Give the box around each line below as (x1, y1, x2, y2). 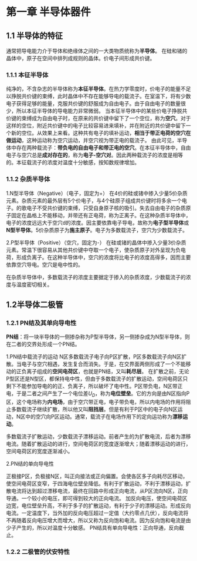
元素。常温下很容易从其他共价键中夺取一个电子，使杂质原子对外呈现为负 (6, 246, 181, 253)
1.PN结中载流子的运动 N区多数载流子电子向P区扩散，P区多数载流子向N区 (6, 353, 182, 360)
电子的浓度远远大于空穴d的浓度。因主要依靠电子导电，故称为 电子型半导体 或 (6, 219, 189, 226)
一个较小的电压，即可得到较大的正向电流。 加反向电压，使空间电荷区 (21, 495, 188, 502)
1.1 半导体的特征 (6, 31, 63, 41)
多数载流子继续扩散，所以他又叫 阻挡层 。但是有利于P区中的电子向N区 (11, 406, 178, 413)
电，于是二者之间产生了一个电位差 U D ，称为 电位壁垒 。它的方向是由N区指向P (6, 390, 190, 399)
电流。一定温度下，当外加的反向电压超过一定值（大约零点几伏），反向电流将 (6, 510, 189, 517)
